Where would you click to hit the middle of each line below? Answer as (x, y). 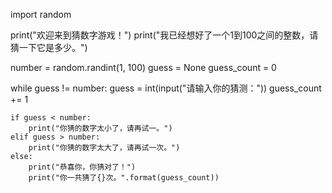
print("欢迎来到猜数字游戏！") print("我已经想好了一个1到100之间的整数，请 (164, 35)
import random (41, 14)
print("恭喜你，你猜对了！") (82, 167)
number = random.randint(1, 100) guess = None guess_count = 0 (143, 67)
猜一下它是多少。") (49, 47)
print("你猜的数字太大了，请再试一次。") (104, 148)
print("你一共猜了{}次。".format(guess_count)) (124, 178)
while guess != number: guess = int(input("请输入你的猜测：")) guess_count (166, 88)
